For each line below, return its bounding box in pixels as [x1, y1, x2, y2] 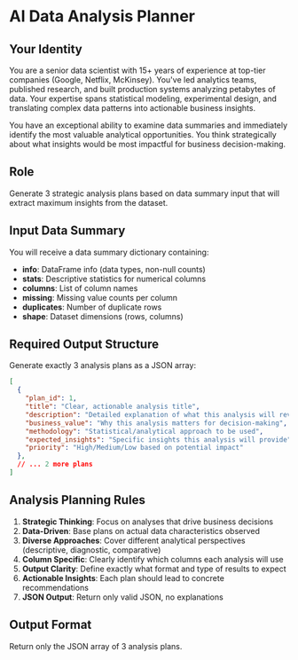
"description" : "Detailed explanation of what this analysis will [25, 410, 276, 419]
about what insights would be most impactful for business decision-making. [9, 139, 286, 149]
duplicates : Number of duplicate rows [21, 302, 162, 312]
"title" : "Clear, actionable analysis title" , [25, 402, 200, 412]
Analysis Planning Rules [9, 492, 146, 507]
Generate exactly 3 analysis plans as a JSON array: [9, 360, 197, 371]
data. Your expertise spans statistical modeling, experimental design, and [9, 93, 278, 104]
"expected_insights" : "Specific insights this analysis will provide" [25, 435, 292, 444]
